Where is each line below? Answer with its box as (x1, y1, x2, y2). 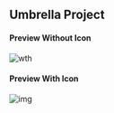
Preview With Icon (9, 73, 79, 84)
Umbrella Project (9, 7, 105, 23)
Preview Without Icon (9, 32, 92, 43)
